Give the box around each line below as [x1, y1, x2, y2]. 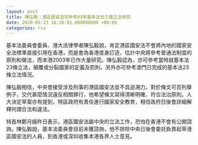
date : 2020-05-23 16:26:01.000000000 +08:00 [6, 19, 117, 25]
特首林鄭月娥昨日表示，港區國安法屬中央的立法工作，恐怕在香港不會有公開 [6, 118, 187, 125]
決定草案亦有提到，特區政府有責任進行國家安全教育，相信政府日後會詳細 [11, 98, 187, 106]
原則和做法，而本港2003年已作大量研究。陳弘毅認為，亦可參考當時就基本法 [6, 56, 190, 63]
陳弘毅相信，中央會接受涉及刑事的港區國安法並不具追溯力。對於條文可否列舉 [6, 83, 192, 91]
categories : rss [6, 25, 46, 31]
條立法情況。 [6, 71, 37, 78]
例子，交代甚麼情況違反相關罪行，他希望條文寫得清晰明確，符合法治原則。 [6, 91, 187, 98]
